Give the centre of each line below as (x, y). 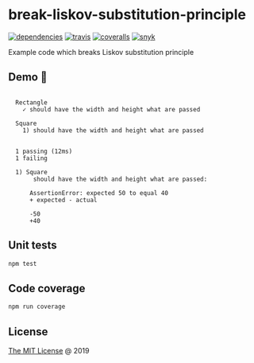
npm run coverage (37, 307)
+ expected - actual (63, 200)
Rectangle (31, 102)
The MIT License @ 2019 (49, 350)
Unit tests (33, 246)
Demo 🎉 (28, 77)
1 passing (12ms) (44, 151)
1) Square (31, 172)
